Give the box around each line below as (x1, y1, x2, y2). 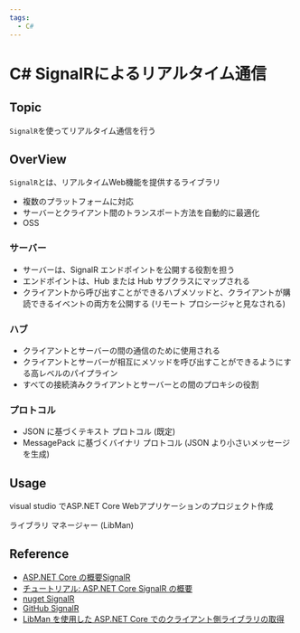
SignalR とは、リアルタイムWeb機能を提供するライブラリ (9, 177, 221, 188)
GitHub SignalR (22, 602, 80, 613)
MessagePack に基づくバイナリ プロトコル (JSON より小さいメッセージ (22, 438, 291, 449)
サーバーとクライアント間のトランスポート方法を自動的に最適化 (22, 207, 260, 218)
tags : (9, 13, 30, 23)
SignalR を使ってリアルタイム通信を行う (9, 125, 156, 136)
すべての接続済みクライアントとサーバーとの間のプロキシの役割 (22, 379, 259, 390)
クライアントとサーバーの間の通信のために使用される (22, 345, 221, 355)
